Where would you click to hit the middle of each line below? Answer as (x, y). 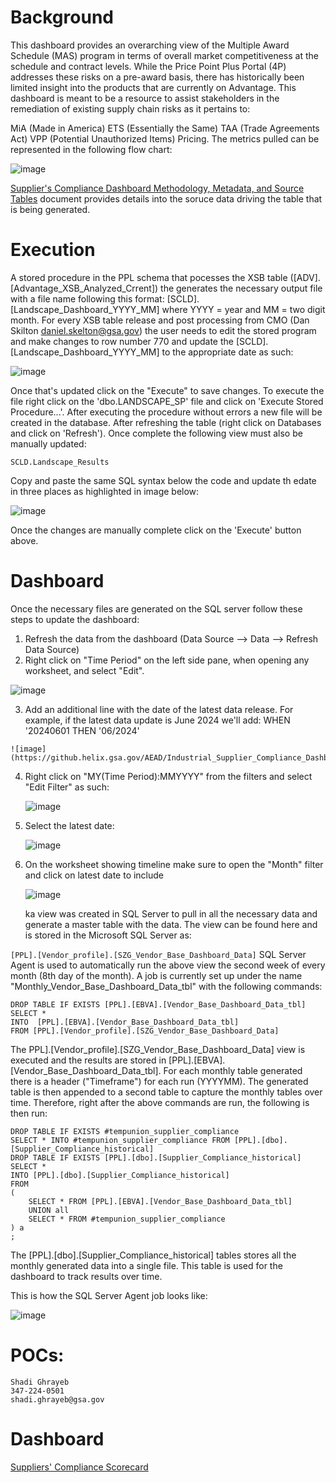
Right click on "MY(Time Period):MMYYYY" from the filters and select (168, 776)
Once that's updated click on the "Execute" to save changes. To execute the (167, 390)
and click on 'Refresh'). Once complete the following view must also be (156, 433)
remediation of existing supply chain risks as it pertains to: (130, 108)
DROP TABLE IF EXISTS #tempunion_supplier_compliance (125, 1131)
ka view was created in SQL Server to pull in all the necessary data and (171, 913)
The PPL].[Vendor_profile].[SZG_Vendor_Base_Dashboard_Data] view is (158, 1049)
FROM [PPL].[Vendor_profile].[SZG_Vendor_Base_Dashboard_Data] (145, 1031)
